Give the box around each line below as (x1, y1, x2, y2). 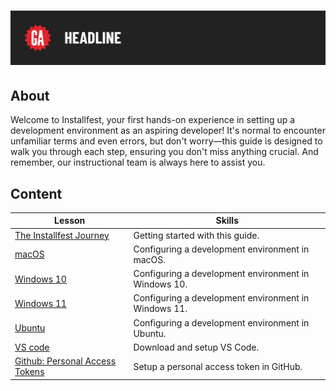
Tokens (14, 366, 45, 378)
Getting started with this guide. (133, 229, 260, 241)
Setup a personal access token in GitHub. (133, 360, 303, 372)
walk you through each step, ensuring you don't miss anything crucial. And (10, 146, 319, 158)
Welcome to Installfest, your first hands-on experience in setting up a (10, 114, 296, 126)
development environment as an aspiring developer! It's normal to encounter (10, 125, 326, 137)
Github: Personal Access (14, 355, 117, 367)
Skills (215, 215, 239, 227)
